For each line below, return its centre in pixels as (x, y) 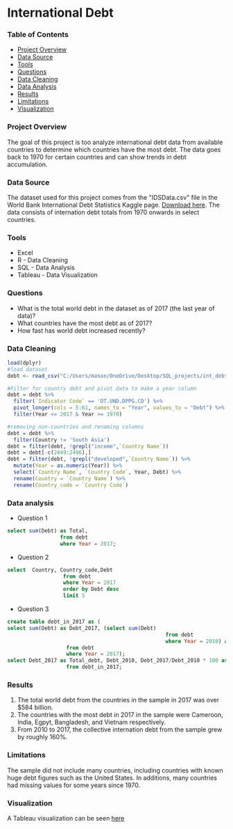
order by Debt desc (91, 590)
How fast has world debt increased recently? (81, 330)
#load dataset (28, 369)
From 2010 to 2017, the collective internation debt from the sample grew (120, 729)
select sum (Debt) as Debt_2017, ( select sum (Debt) (82, 628)
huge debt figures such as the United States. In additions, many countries (112, 777)
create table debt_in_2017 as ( (54, 622)
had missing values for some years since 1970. (74, 785)
